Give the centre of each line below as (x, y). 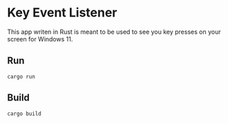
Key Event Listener (62, 13)
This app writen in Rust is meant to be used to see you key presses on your (114, 32)
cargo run (21, 76)
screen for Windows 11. (40, 39)
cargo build (24, 114)
